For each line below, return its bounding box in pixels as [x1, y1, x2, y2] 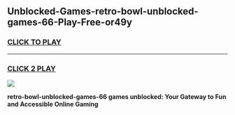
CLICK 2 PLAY [7, 63, 56, 73]
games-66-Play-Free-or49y [7, 17, 133, 29]
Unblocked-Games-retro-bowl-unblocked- [7, 6, 199, 17]
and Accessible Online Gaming [7, 100, 99, 108]
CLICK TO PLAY [7, 38, 62, 47]
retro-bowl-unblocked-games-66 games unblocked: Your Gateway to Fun [7, 92, 227, 100]
